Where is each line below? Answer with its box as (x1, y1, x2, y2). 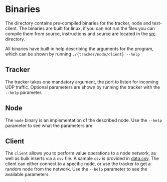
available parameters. (5, 171, 50, 177)
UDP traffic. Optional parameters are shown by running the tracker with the (5, 84, 160, 90)
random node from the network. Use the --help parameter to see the (5, 166, 147, 172)
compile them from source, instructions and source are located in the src (5, 30, 156, 36)
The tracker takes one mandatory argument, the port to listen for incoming (5, 78, 159, 84)
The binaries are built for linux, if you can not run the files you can (19, 25, 155, 31)
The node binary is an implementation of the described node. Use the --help (5, 117, 162, 123)
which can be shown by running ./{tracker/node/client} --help (5, 51, 140, 57)
